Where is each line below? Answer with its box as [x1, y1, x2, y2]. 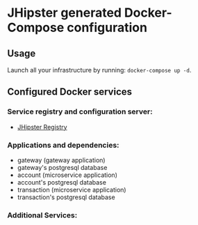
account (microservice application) [17, 171, 118, 179]
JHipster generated [7, 5, 122, 21]
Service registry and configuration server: [7, 107, 153, 116]
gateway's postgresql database [17, 163, 108, 171]
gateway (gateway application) [17, 155, 106, 164]
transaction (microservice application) [17, 185, 126, 194]
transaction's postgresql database [17, 193, 116, 201]
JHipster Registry [17, 123, 67, 131]
